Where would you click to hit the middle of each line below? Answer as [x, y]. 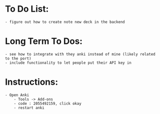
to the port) [18, 58]
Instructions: [32, 82]
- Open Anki [17, 95]
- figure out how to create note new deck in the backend [65, 22]
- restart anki [29, 108]
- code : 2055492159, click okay [48, 103]
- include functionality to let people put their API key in [68, 63]
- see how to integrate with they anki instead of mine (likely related [80, 54]
